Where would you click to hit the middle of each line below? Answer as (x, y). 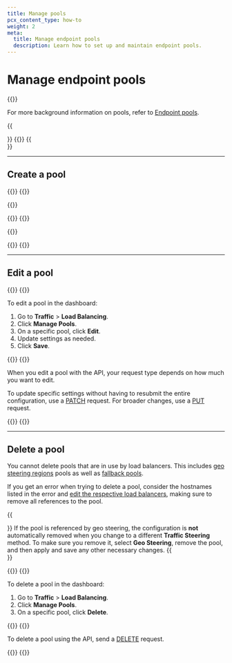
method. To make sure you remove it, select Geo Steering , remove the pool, (115, 543)
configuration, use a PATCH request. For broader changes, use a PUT (106, 401)
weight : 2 (21, 26)
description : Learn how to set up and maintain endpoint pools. (108, 46)
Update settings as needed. (57, 338)
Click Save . (33, 345)
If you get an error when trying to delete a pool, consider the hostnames (110, 487)
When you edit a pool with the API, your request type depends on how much (116, 372)
